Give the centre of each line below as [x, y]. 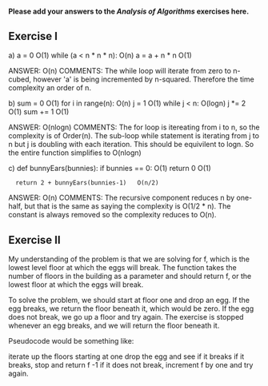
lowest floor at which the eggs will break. [76, 285]
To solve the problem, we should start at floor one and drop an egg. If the [129, 300]
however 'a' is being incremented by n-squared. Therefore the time [144, 79]
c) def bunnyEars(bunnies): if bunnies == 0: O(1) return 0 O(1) [110, 169]
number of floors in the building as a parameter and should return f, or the [130, 277]
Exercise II [35, 240]
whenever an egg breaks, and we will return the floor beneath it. [114, 326]
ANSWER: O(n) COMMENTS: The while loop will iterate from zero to [120, 71]
